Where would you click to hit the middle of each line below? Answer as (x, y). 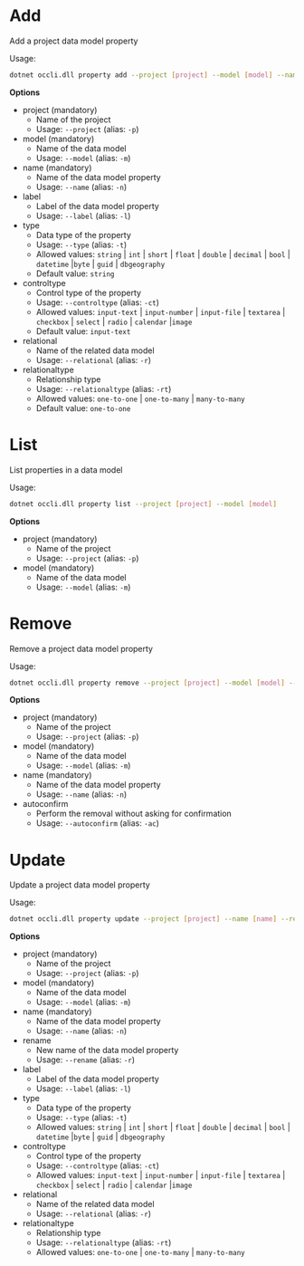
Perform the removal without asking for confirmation (134, 814)
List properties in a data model (66, 470)
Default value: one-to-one (83, 408)
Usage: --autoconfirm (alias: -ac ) (98, 823)
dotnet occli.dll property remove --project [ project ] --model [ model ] (147, 683)
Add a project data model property (74, 41)
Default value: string (75, 273)
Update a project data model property (80, 885)
